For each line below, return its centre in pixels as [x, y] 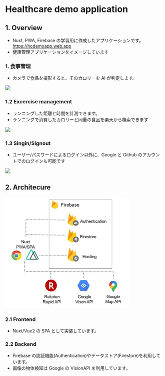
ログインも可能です [45, 161]
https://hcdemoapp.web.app [42, 46]
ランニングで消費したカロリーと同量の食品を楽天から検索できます [80, 119]
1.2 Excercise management [39, 102]
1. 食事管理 [18, 66]
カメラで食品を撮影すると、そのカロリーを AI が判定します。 [75, 78]
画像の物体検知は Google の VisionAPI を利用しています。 [71, 368]
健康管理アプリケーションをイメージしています [60, 52]
